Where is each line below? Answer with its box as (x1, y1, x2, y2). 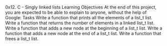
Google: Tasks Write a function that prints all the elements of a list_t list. (5, 15, 152, 20)
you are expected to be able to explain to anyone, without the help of (5, 9, 147, 15)
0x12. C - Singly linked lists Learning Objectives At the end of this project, (5, 4, 156, 10)
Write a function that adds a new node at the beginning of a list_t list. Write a (5, 25, 162, 31)
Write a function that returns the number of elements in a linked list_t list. (5, 20, 155, 26)
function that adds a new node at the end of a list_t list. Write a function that (5, 31, 161, 36)
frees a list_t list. (5, 36, 39, 42)
